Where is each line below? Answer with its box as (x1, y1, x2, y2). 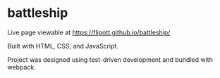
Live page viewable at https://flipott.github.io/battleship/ (7, 28, 171, 37)
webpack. (7, 63, 37, 71)
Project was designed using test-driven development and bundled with (7, 55, 213, 64)
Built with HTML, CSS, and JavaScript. (7, 41, 118, 50)
